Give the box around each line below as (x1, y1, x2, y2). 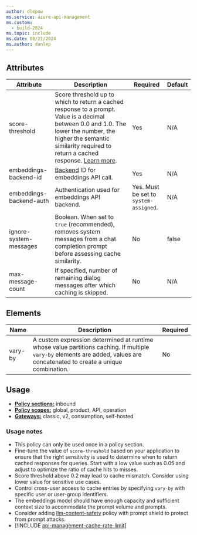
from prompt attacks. (14, 516, 66, 523)
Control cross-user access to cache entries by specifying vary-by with (14, 485, 185, 492)
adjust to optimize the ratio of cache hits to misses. (14, 466, 138, 473)
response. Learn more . (55, 156, 117, 164)
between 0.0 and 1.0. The (55, 120, 127, 128)
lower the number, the (55, 127, 116, 135)
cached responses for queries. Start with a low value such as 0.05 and (14, 459, 185, 466)
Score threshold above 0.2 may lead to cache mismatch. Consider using (14, 472, 189, 479)
